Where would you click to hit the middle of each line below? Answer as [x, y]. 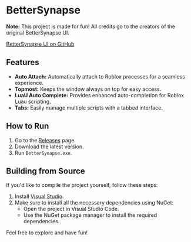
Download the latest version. [49, 146]
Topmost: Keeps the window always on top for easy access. [88, 89]
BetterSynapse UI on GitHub [40, 44]
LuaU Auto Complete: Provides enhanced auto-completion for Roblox [99, 95]
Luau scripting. [33, 101]
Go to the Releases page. [45, 140]
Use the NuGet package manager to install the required [90, 215]
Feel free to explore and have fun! [47, 233]
